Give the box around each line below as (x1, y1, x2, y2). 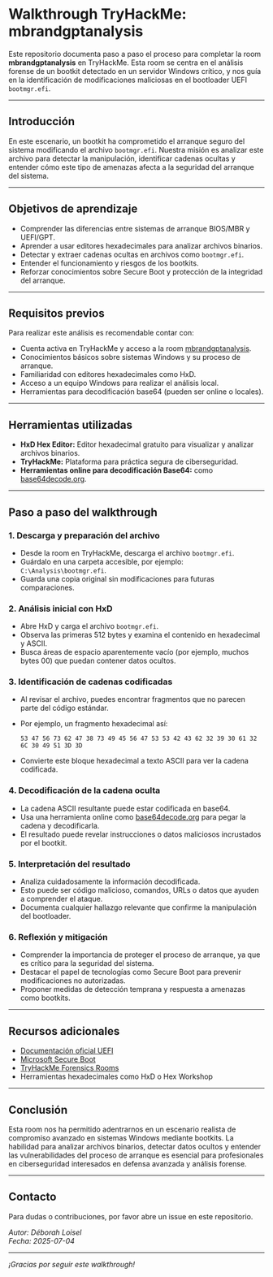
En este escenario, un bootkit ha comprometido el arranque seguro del (8, 136, 245, 146)
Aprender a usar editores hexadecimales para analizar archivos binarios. (19, 240, 263, 250)
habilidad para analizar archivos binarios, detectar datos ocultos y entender (8, 1141, 262, 1151)
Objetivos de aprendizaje (8, 202, 138, 216)
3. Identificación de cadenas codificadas (8, 676, 173, 687)
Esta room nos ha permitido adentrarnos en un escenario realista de (8, 1124, 236, 1134)
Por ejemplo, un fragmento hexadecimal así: (19, 719, 168, 729)
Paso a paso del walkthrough (8, 505, 158, 519)
